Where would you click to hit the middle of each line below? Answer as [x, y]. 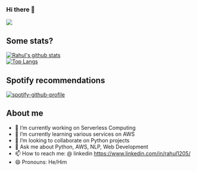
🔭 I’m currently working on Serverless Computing [75, 128]
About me [25, 114]
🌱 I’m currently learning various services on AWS [75, 134]
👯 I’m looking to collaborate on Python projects [72, 140]
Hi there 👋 [21, 10]
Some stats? [30, 41]
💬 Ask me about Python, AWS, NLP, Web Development [82, 147]
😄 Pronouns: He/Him [41, 162]
